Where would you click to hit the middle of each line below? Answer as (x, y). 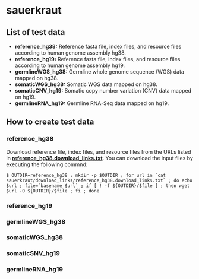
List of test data (36, 32)
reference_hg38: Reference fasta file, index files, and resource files (98, 46)
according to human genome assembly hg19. (70, 65)
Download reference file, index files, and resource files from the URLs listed (99, 151)
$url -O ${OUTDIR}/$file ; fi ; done (53, 191)
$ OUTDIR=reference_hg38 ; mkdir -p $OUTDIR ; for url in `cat (86, 175)
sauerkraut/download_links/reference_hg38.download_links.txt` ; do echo (99, 180)
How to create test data (50, 122)
